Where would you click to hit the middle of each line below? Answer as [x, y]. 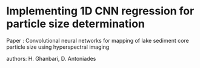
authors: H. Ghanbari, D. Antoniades [51, 58]
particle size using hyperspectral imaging [58, 47]
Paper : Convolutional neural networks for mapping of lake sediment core [98, 40]
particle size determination [76, 24]
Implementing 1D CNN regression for [100, 11]
